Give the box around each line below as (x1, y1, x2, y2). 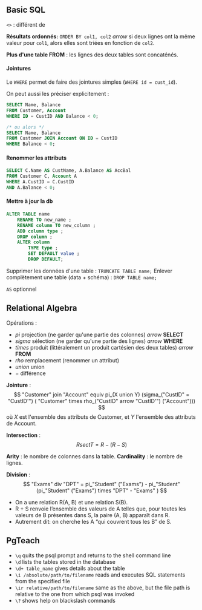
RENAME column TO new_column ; (17, 222, 96, 228)
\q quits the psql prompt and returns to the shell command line (15, 552, 171, 559)
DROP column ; (17, 234, 53, 240)
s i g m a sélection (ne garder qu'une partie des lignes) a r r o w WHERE (15, 337, 183, 345)
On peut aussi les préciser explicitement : (6, 90, 109, 98)
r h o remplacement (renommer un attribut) (15, 356, 120, 364)
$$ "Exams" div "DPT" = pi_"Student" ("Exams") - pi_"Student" (23, 480, 180, 487)
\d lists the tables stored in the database (15, 558, 116, 565)
